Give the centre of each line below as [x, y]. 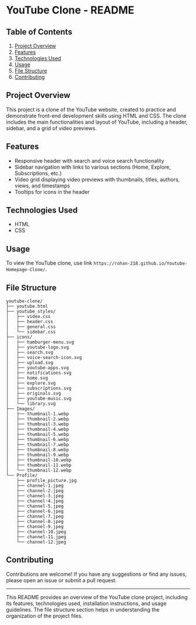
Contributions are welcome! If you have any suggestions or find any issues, [97, 574]
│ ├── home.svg [27, 378]
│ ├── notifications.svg [39, 373]
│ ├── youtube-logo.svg [37, 347]
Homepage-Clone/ [26, 270]
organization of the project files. [44, 616]
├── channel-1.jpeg [40, 486]
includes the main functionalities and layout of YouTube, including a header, [97, 122]
